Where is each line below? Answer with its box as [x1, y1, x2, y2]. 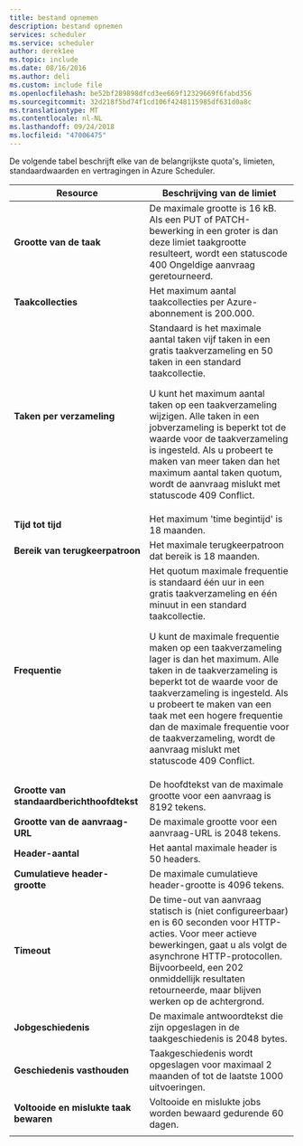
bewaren [14, 1113, 52, 1125]
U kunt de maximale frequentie [149, 630, 280, 643]
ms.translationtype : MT [9, 106, 99, 115]
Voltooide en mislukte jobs [149, 1095, 262, 1108]
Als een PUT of [149, 213, 214, 226]
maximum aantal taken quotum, [149, 466, 282, 479]
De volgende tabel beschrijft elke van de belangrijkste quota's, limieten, [9, 155, 275, 166]
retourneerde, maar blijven [149, 983, 262, 996]
